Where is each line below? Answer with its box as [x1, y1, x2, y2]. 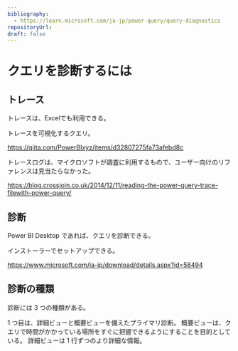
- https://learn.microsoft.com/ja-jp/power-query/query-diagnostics [13, 17, 221, 24]
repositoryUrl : [7, 23, 53, 31]
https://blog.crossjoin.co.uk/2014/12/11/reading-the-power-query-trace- [7, 181, 219, 189]
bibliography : [7, 10, 50, 18]
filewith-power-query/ [7, 189, 72, 197]
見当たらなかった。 [38, 167, 94, 175]
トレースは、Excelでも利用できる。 [7, 114, 110, 122]
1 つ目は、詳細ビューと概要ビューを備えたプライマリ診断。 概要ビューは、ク [7, 318, 232, 327]
